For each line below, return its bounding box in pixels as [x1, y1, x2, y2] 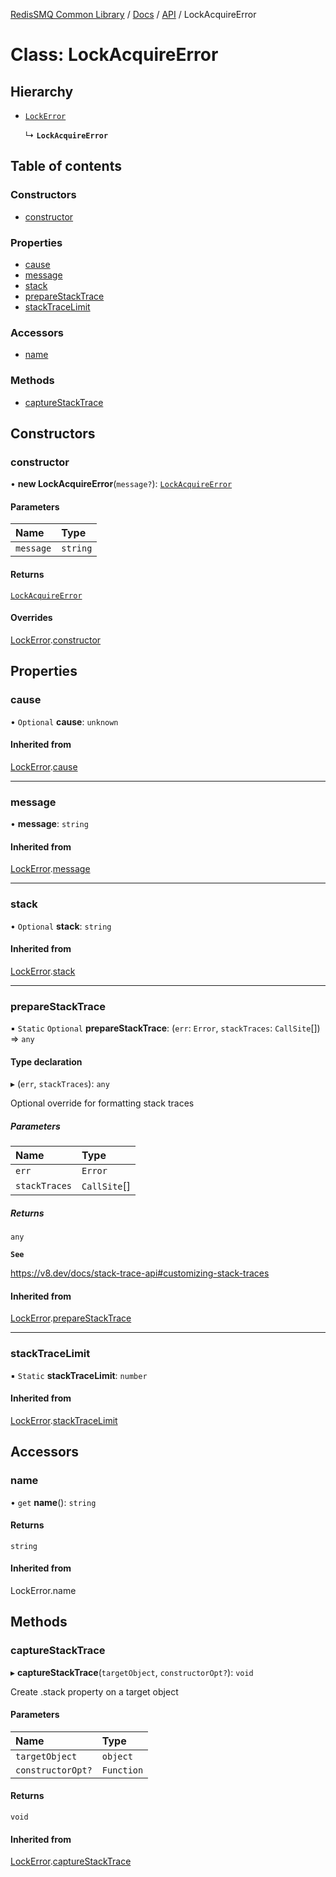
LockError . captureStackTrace [10, 1855, 132, 1868]
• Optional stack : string [10, 920, 112, 932]
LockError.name [10, 1585, 77, 1596]
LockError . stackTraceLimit [10, 1414, 118, 1426]
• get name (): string [10, 1496, 97, 1508]
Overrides [10, 612, 53, 624]
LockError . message [10, 863, 91, 875]
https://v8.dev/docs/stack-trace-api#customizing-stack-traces [10, 1267, 270, 1279]
